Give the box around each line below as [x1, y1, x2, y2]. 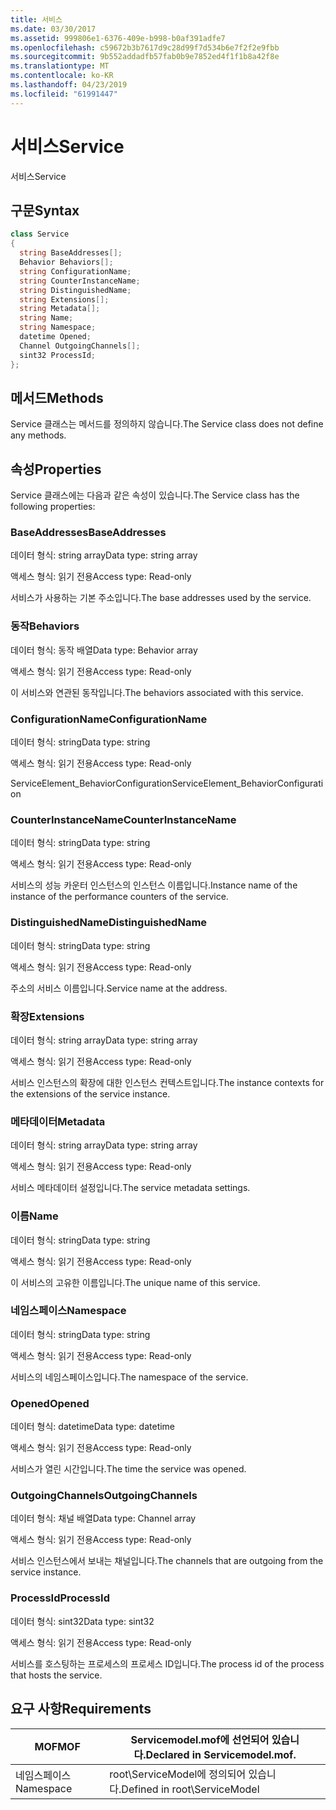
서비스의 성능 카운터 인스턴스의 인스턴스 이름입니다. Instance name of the [10, 879, 298, 891]
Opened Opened [10, 1396, 90, 1410]
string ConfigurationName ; [19, 266, 132, 276]
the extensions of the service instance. [10, 1087, 171, 1100]
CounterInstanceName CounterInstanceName [10, 812, 237, 826]
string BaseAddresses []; [19, 248, 123, 258]
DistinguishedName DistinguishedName [10, 916, 208, 930]
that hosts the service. [10, 1669, 103, 1681]
